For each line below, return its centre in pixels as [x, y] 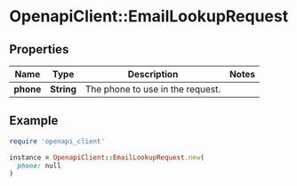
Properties [39, 49]
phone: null [40, 166]
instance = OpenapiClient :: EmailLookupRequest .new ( [107, 158]
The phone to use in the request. [153, 89]
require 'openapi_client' [57, 141]
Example [34, 121]
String [64, 89]
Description [153, 74]
